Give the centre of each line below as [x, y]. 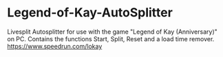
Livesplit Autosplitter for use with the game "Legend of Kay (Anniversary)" [113, 32]
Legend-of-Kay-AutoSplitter [90, 13]
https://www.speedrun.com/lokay [55, 46]
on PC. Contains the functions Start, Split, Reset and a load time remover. [111, 38]
